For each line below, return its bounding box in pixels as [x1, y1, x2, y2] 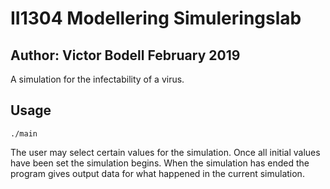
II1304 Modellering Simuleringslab [10, 7, 302, 30]
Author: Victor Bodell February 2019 [10, 47, 241, 64]
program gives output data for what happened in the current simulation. [10, 167, 305, 179]
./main [10, 128, 38, 139]
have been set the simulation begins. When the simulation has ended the [10, 157, 310, 169]
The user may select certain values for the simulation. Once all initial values [10, 146, 321, 158]
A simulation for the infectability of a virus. [10, 73, 185, 85]
